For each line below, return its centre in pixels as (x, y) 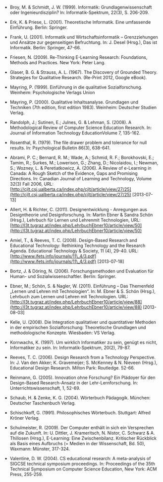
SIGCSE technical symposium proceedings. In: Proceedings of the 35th (82, 464)
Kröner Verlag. (25, 418)
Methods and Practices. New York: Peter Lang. (57, 62)
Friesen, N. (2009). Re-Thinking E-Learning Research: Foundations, (79, 57)
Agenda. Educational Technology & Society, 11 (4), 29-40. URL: (74, 251)
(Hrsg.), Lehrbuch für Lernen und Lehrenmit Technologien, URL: (75, 220)
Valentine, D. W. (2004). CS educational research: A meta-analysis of (80, 458)
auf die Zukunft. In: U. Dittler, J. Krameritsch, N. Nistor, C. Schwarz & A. (82, 433)
